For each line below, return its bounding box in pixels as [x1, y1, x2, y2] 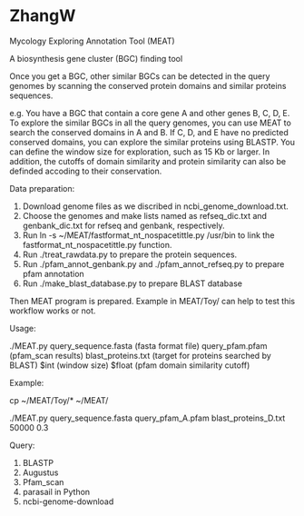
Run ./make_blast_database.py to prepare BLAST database [22, 278, 243, 289]
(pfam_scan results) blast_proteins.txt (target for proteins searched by [9, 350, 272, 361]
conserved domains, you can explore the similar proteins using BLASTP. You [9, 136, 296, 147]
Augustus [22, 467, 59, 478]
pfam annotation [22, 268, 84, 279]
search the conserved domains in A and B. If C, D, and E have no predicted [9, 126, 289, 137]
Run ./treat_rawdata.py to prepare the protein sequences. [22, 249, 238, 260]
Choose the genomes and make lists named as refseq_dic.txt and [22, 210, 268, 221]
